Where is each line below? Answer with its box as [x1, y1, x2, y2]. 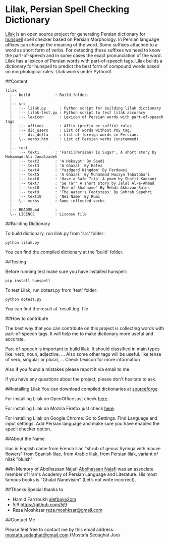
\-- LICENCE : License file [10, 211, 87, 216]
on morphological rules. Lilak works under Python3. [5, 68, 112, 74]
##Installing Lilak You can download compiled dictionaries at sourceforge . [5, 386, 159, 392]
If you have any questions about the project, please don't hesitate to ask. [5, 376, 157, 382]
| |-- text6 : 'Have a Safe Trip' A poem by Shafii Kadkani [10, 176, 157, 181]
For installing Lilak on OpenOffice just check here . [5, 395, 109, 402]
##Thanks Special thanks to [5, 486, 64, 493]
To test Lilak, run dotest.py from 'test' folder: [5, 287, 98, 293]
